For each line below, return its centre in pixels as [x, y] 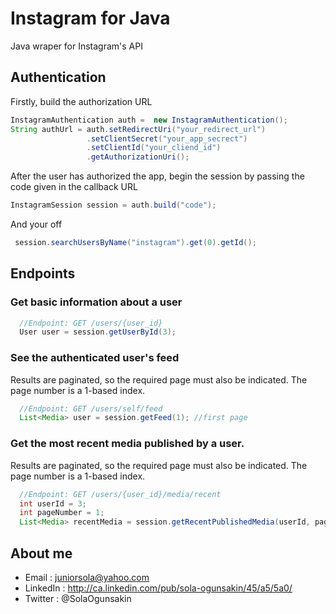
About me [41, 553]
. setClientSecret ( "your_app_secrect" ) [167, 138]
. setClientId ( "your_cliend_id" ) [154, 148]
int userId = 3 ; [53, 503]
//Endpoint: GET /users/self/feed [91, 408]
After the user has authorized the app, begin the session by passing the [157, 176]
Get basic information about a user [96, 302]
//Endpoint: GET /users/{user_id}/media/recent [120, 494]
